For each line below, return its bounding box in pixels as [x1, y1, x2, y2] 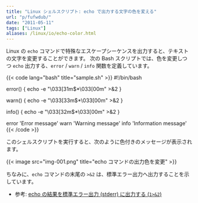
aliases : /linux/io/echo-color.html [6, 31, 96, 37]
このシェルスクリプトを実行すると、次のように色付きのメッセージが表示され [6, 138, 193, 145]
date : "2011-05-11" [6, 19, 54, 25]
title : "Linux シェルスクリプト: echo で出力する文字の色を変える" [6, 8, 157, 15]
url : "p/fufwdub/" [6, 14, 51, 20]
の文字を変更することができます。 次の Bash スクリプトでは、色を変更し [6, 55, 183, 62]
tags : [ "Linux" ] [6, 25, 46, 31]
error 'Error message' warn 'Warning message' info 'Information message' [6, 120, 187, 127]
